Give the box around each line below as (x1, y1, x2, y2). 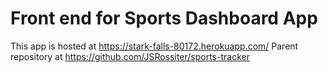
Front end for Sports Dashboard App (10, 7, 318, 30)
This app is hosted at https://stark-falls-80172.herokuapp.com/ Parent (10, 40, 299, 52)
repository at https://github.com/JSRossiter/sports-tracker (10, 50, 250, 62)
